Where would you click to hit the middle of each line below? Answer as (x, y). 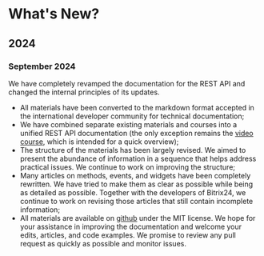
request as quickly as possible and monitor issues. (103, 243)
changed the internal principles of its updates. (84, 92)
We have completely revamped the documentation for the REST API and (127, 83)
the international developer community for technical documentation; (132, 116)
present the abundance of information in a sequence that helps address (138, 158)
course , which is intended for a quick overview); (99, 142)
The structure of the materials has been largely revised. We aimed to (133, 150)
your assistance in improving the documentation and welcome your (131, 226)
